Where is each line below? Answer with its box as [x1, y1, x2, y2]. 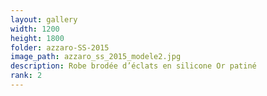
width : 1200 [10, 24, 60, 34]
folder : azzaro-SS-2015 [10, 42, 110, 53]
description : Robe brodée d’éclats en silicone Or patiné [10, 61, 257, 71]
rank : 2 [10, 71, 43, 81]
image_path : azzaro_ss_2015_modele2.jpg [10, 52, 182, 62]
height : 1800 [10, 33, 65, 43]
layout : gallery [10, 14, 78, 25]
